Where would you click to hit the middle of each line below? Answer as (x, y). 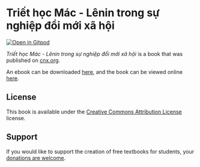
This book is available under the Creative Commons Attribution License (94, 112)
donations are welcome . (36, 158)
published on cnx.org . (33, 60)
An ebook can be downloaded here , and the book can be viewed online (95, 71)
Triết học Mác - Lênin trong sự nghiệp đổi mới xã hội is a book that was (95, 53)
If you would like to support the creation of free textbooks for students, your (100, 151)
